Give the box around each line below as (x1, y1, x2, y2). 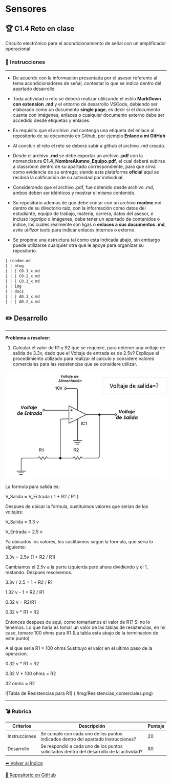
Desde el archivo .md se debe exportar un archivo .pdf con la (12, 153, 143, 159)
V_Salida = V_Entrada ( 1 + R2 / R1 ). (5, 493, 80, 499)
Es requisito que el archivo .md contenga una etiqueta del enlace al (12, 128, 155, 134)
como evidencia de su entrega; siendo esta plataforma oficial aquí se (12, 169, 159, 175)
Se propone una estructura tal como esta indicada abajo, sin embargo (12, 237, 160, 243)
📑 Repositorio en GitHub (5, 772, 56, 778)
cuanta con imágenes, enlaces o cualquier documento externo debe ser (12, 112, 165, 118)
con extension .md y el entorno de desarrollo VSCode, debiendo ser (12, 101, 158, 108)
